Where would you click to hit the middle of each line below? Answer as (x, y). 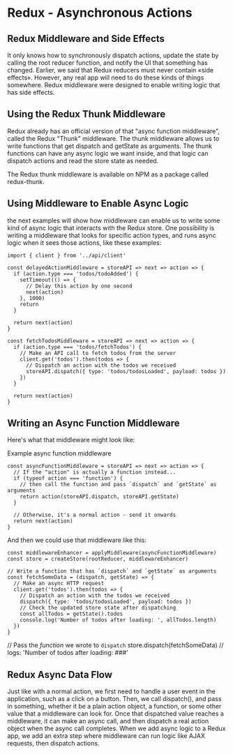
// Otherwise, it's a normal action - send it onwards (95, 515)
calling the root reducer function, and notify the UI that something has (107, 63)
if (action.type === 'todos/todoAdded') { (76, 273)
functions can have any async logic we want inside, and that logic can (108, 153)
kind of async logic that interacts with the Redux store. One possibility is (111, 227)
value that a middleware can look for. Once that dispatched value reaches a (116, 714)
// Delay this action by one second (79, 286)
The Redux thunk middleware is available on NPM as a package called (108, 174)
